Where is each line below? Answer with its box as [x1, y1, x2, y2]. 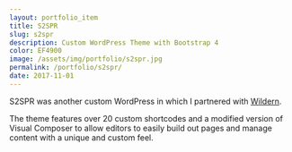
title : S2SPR [9, 21, 58, 30]
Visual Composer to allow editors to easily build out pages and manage [9, 122, 272, 133]
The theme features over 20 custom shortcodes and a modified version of [9, 113, 283, 123]
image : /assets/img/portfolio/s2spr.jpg [9, 55, 164, 63]
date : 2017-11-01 [9, 72, 75, 80]
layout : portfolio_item [9, 13, 99, 22]
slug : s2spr [9, 30, 54, 38]
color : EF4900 [9, 46, 63, 55]
